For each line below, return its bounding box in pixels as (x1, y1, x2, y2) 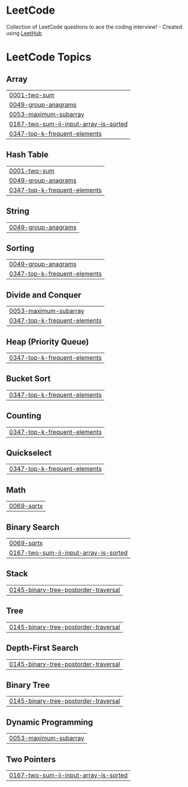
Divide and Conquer (6, 289, 82, 300)
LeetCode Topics (6, 51, 92, 64)
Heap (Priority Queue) (6, 336, 89, 347)
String (6, 206, 30, 216)
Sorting (6, 243, 34, 253)
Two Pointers (6, 754, 56, 764)
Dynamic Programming (6, 717, 93, 727)
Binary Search (6, 522, 60, 532)
